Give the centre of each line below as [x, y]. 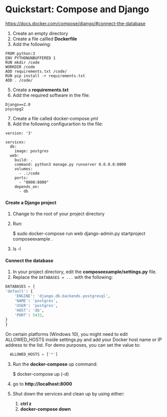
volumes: [24, 169]
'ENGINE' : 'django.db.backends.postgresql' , [62, 296]
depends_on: [27, 187]
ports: [21, 178]
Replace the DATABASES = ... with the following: [63, 277]
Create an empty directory [40, 33]
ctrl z [26, 404]
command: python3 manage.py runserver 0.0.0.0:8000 [70, 164]
